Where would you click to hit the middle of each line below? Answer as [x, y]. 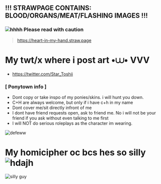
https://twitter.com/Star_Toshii [43, 74]
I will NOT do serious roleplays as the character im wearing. [72, 123]
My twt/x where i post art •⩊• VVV [78, 60]
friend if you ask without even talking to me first [60, 118]
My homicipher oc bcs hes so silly [75, 152]
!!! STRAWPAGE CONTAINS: [48, 8]
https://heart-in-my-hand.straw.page [54, 40]
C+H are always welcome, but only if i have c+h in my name [72, 102]
